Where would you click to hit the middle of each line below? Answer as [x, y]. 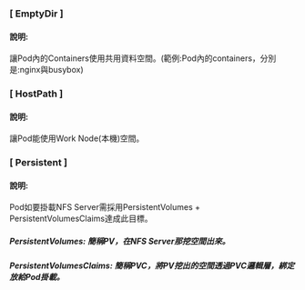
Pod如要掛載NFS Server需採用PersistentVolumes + [105, 207]
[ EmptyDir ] [36, 14]
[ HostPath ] [36, 94]
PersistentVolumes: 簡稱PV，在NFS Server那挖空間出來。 [120, 241]
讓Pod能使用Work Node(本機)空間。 [77, 138]
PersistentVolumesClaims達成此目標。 [81, 219]
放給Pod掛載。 [37, 277]
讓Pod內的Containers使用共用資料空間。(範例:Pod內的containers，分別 [143, 58]
